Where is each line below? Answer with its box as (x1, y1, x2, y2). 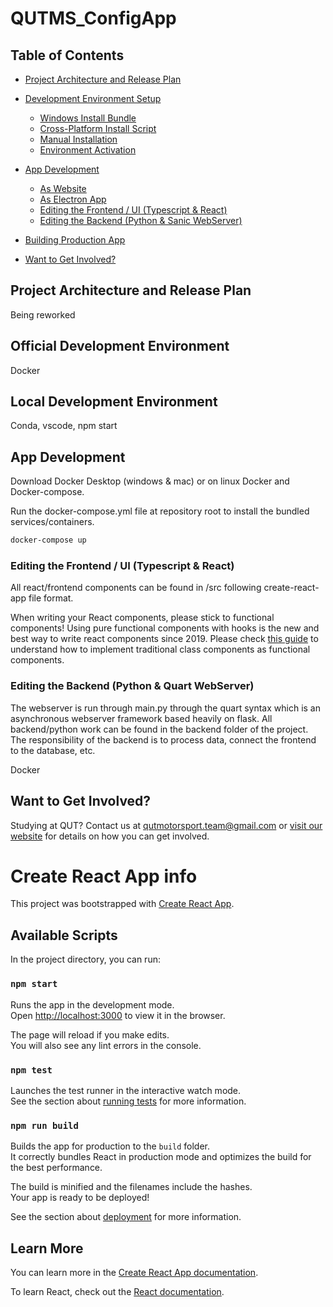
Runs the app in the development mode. (10, 998, 175, 1011)
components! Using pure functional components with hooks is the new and (10, 622, 320, 634)
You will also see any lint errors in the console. (10, 1039, 202, 1051)
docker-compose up (10, 535, 87, 546)
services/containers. (10, 516, 95, 528)
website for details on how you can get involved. (10, 830, 210, 842)
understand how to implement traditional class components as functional (10, 643, 311, 656)
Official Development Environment (10, 338, 230, 355)
